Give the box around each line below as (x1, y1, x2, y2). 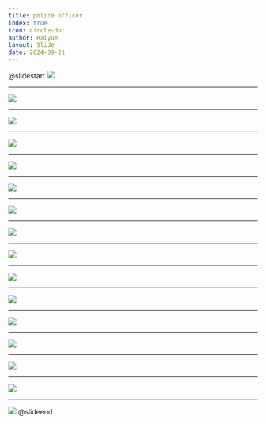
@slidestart (8, 71, 46, 80)
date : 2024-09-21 (8, 48, 66, 56)
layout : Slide (8, 41, 55, 49)
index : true (8, 19, 47, 27)
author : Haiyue (8, 33, 59, 42)
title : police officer (8, 11, 83, 20)
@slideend (17, 407, 53, 416)
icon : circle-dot (8, 26, 66, 34)
